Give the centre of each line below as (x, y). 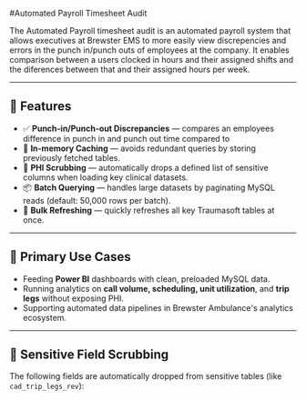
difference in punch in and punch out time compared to (126, 138)
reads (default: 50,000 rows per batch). (97, 200)
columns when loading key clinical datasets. (105, 177)
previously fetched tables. (71, 157)
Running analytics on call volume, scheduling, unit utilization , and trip (156, 288)
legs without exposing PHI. (73, 298)
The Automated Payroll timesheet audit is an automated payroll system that (150, 30)
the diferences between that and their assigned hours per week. (130, 69)
